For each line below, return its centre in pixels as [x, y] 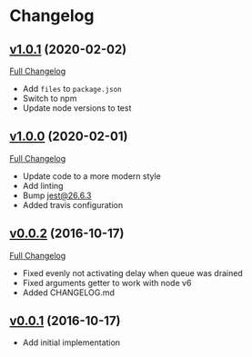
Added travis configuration [73, 204]
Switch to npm [50, 98]
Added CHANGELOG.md [69, 293]
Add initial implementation [71, 342]
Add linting [43, 185]
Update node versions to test [77, 108]
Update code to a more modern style [92, 176]
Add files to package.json [72, 89]
